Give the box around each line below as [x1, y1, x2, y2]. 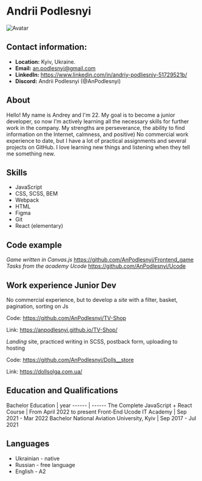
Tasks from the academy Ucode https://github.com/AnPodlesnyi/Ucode [6, 262, 186, 270]
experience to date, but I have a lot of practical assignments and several [6, 137, 187, 144]
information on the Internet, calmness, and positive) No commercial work [6, 131, 189, 138]
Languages [6, 438, 50, 449]
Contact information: [6, 42, 87, 52]
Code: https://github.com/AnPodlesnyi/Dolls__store [6, 356, 134, 363]
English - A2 [15, 468, 47, 475]
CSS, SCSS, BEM [15, 190, 58, 197]
